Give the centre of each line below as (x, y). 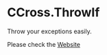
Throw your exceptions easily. (49, 31)
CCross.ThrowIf (53, 13)
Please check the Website (44, 44)
